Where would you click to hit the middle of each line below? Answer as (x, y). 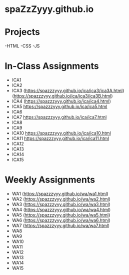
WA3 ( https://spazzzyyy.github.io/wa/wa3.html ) (61, 204)
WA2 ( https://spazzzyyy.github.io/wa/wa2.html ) (61, 199)
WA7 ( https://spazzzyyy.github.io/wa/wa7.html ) (61, 225)
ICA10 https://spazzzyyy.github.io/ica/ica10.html (61, 133)
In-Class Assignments (52, 66)
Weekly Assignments (50, 180)
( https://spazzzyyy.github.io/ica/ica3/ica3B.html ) (62, 96)
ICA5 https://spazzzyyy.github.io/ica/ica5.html (59, 106)
